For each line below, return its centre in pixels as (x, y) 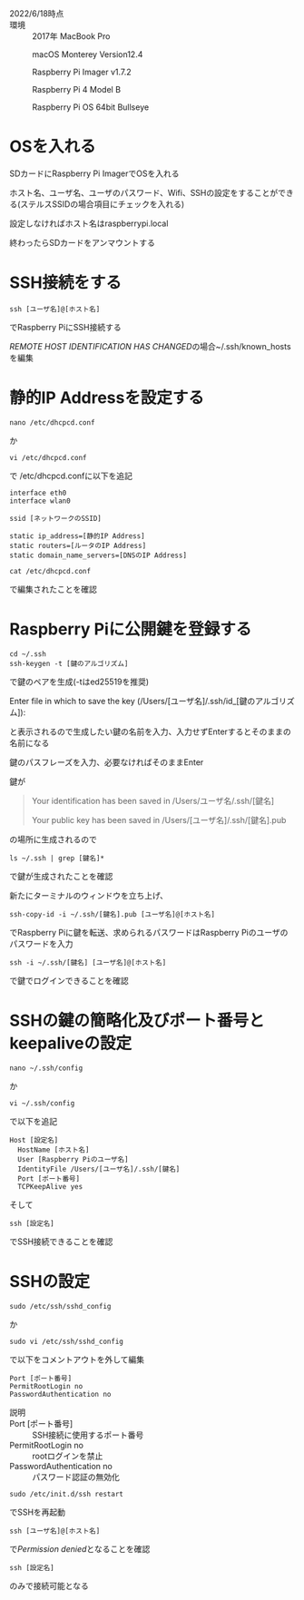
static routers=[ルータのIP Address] (78, 545)
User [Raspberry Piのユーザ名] (73, 1159)
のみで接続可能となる (49, 1585)
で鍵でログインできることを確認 (69, 980)
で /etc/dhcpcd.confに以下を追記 (71, 476)
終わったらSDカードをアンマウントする (83, 242)
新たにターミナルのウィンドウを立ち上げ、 (89, 895)
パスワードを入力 (41, 943)
